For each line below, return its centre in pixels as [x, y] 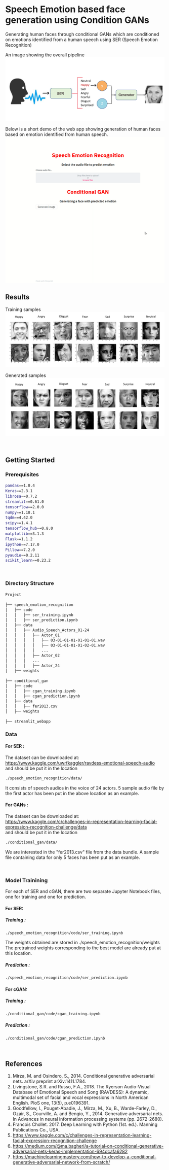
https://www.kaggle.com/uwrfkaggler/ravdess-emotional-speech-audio [80, 763]
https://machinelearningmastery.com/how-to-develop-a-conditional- [85, 1157]
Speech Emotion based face [65, 9]
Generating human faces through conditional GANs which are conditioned [82, 34]
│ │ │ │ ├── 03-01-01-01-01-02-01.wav [55, 645]
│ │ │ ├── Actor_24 [32, 666]
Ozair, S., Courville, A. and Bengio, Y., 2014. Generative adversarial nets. [88, 1114]
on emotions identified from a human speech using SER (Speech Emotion [82, 40]
